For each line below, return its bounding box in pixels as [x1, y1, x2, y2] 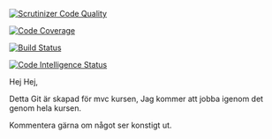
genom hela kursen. [9, 103, 82, 113]
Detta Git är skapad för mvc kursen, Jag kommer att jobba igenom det [9, 93, 263, 104]
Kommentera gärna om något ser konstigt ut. [9, 120, 172, 130]
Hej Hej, [9, 77, 38, 87]
